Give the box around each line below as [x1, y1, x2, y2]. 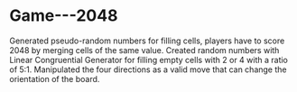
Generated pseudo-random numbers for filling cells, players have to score [9, 35, 285, 46]
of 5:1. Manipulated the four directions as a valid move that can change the [9, 64, 287, 75]
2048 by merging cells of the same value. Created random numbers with [9, 44, 280, 55]
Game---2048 [9, 5, 118, 26]
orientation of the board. [9, 73, 100, 84]
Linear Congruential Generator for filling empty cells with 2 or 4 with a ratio [9, 54, 289, 65]
